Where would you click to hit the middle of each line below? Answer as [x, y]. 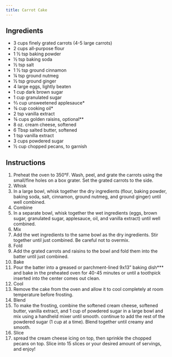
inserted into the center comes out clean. [57, 278]
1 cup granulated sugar [37, 97]
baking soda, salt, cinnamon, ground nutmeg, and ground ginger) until [87, 197]
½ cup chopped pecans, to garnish [50, 146]
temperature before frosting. [43, 295]
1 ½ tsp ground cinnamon [40, 70]
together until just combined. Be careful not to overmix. [71, 240]
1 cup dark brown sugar [38, 92]
